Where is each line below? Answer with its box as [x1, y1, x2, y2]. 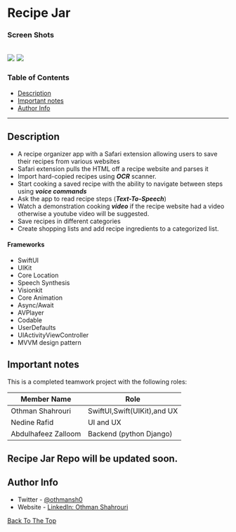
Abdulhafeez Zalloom [11, 429, 81, 438]
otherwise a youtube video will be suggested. [17, 209, 150, 217]
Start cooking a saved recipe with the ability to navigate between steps [17, 179, 223, 188]
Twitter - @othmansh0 [17, 495, 83, 504]
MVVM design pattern [17, 338, 82, 346]
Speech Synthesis [17, 278, 70, 286]
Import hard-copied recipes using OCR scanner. [17, 172, 157, 180]
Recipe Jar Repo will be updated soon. [7, 452, 178, 465]
